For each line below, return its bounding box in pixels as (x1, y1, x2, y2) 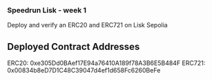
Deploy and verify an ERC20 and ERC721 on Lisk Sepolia (7, 21, 168, 29)
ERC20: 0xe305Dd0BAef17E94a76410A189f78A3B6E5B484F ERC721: (7, 59, 206, 67)
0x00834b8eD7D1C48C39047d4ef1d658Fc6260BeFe (7, 66, 161, 75)
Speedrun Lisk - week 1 (7, 5, 87, 15)
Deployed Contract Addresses (7, 40, 140, 53)
